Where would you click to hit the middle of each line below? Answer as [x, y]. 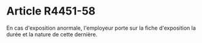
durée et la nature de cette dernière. [52, 34]
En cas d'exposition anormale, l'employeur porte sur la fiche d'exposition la [101, 28]
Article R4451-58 [51, 11]
